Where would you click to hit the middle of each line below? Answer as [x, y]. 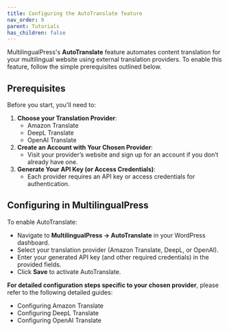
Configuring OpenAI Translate [59, 320]
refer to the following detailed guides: [60, 292]
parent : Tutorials [33, 26]
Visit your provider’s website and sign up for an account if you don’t [123, 155]
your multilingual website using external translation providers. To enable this [114, 60]
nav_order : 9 [26, 20]
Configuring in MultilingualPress [78, 206]
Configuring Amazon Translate [60, 306]
